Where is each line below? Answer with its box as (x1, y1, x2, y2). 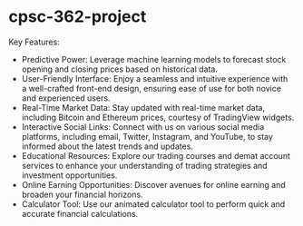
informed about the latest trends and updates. (21, 141, 194, 152)
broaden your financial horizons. (21, 189, 143, 200)
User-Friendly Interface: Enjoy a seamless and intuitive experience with (21, 73, 288, 84)
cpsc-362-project (8, 6, 147, 27)
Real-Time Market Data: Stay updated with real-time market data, (21, 102, 265, 113)
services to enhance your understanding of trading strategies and (21, 160, 269, 171)
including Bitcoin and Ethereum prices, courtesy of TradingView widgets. (21, 112, 295, 123)
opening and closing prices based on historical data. (21, 64, 219, 74)
